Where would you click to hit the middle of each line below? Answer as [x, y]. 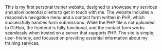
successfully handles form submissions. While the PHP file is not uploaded [80, 22]
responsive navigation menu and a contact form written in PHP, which [75, 17]
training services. [22, 43]
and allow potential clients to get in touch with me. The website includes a [79, 12]
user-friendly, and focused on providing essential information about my [76, 38]
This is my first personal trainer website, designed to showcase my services [81, 7]
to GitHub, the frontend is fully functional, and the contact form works [75, 28]
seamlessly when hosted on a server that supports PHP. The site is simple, [80, 33]
